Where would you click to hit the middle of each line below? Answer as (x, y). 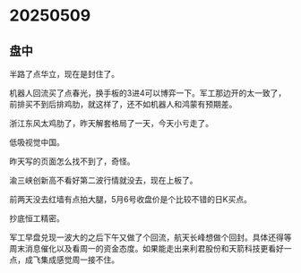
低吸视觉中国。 (37, 142)
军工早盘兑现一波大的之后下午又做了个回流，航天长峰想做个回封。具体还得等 (150, 237)
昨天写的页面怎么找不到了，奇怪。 (72, 161)
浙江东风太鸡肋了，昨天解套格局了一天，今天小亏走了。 (111, 123)
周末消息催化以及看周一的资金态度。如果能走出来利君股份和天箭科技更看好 (146, 248)
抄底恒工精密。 (37, 218)
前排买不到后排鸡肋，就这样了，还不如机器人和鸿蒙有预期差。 (123, 104)
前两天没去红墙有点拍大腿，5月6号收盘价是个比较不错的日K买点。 (131, 199)
